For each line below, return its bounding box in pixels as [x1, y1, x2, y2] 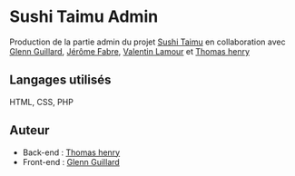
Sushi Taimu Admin [9, 6, 159, 27]
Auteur [9, 122, 50, 138]
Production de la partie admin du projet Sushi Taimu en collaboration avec [9, 36, 286, 47]
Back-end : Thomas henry [22, 147, 121, 158]
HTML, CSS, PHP [9, 96, 74, 107]
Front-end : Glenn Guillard [22, 156, 120, 167]
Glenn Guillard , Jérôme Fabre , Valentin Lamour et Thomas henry [9, 45, 251, 56]
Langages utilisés [9, 73, 112, 88]
